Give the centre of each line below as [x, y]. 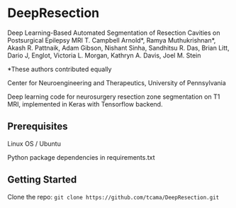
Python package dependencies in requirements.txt [81, 157]
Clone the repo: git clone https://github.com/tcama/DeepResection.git [113, 197]
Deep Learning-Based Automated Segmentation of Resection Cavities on [114, 33]
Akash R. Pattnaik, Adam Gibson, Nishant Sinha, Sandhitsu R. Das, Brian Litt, [118, 48]
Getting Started [42, 180]
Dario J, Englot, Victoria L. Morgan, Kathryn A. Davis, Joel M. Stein [104, 55]
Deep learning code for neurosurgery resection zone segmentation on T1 [114, 97]
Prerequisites [38, 127]
